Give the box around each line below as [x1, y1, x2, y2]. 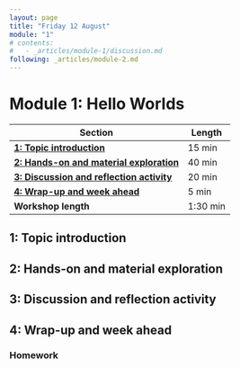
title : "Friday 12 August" [9, 22, 111, 31]
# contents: [9, 38, 54, 48]
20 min [187, 170, 218, 183]
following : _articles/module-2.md [9, 55, 139, 64]
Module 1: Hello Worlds [9, 94, 185, 114]
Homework [9, 349, 58, 362]
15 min [187, 141, 218, 154]
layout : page [9, 13, 58, 22]
